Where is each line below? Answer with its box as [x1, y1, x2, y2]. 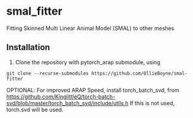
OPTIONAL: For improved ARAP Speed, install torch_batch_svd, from [6, 86, 180, 94]
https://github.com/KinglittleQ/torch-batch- [6, 93, 115, 100]
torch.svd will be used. [6, 106, 64, 113]
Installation [6, 42, 50, 53]
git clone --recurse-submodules [6, 70, 89, 76]
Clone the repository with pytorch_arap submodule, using [15, 58, 161, 65]
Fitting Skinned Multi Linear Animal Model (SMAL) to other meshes [6, 24, 175, 32]
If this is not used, [129, 99, 175, 106]
